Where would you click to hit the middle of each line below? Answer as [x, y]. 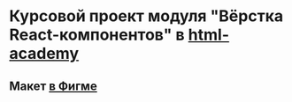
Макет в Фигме [53, 86]
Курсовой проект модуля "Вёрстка [146, 16]
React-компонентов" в [97, 35]
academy [44, 54]
